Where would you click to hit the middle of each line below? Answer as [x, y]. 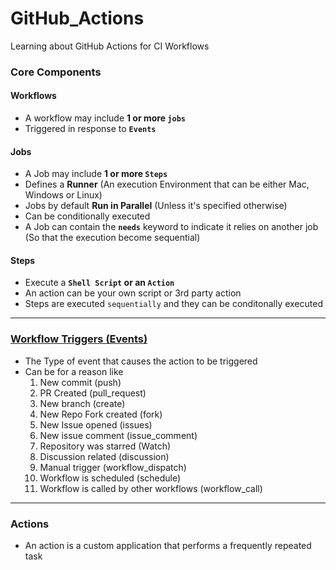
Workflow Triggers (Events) [79, 339]
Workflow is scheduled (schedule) [110, 478]
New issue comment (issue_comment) [118, 435]
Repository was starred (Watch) [105, 446]
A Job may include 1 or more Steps [96, 174]
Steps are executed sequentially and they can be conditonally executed [173, 304]
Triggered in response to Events [90, 129]
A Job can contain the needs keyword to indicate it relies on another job [171, 227]
